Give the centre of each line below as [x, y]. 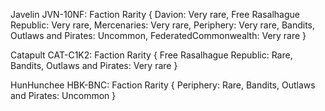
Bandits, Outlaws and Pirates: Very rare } [94, 65]
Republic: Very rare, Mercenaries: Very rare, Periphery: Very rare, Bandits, [163, 25]
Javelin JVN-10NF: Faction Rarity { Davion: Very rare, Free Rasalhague [155, 14]
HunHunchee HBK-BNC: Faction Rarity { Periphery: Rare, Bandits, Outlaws [163, 85]
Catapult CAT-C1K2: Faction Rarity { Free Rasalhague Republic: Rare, [151, 55]
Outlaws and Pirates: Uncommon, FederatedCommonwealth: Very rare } [158, 35]
